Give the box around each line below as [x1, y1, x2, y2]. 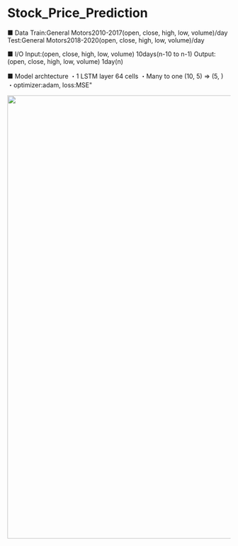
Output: [193, 50, 216, 58]
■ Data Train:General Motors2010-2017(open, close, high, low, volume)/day [7, 28, 228, 37]
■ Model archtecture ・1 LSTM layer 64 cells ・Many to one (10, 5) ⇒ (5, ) [7, 72, 224, 80]
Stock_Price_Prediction [7, 5, 148, 21]
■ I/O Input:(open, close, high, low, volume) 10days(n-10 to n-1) [7, 50, 193, 58]
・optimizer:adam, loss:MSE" [7, 80, 93, 89]
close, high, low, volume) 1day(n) [28, 57, 124, 65]
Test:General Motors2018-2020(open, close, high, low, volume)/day [7, 35, 205, 44]
